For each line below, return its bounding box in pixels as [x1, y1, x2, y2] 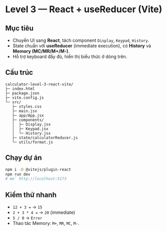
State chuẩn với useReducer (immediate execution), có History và [12, 43, 151, 49]
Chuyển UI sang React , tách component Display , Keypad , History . [12, 37, 149, 43]
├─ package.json [5, 91, 39, 96]
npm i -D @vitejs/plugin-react [5, 167, 71, 172]
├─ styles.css [12, 104, 42, 109]
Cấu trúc [5, 68, 33, 77]
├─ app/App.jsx [12, 113, 44, 118]
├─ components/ [12, 117, 44, 123]
